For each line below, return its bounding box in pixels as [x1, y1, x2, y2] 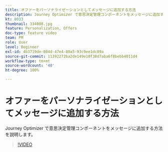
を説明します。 [5, 131, 36, 137]
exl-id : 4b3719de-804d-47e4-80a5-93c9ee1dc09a [5, 49, 104, 54]
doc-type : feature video [5, 30, 57, 35]
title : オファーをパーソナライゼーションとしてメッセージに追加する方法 [5, 7, 136, 12]
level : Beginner [5, 44, 39, 49]
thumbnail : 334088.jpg [5, 21, 52, 26]
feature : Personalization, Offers [5, 26, 77, 31]
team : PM [5, 35, 23, 40]
